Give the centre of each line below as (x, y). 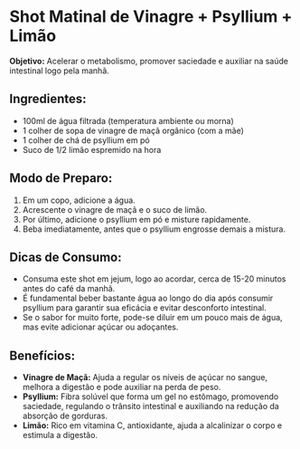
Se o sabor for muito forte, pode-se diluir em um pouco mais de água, (152, 318)
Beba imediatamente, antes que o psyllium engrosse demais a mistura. (154, 229)
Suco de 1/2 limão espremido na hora (92, 149)
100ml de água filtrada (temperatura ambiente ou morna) (128, 120)
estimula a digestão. (60, 435)
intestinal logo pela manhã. (60, 71)
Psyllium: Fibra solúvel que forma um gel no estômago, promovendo (150, 396)
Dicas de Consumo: (66, 257)
